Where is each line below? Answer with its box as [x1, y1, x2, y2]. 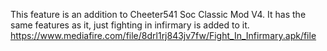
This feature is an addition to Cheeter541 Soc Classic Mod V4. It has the [10, 9, 307, 20]
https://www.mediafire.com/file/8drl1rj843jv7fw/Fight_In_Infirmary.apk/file [10, 30, 317, 41]
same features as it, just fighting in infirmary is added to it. [10, 19, 250, 31]
